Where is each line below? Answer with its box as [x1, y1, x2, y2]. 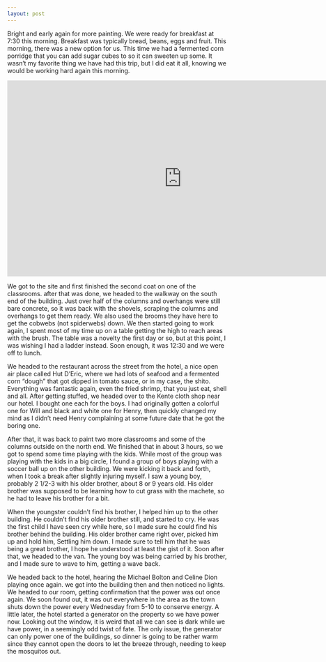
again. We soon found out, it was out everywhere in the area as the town [7, 595, 215, 603]
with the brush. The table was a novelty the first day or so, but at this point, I [7, 334, 226, 342]
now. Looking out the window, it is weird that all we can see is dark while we [7, 617, 225, 626]
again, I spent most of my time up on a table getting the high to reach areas [7, 326, 223, 334]
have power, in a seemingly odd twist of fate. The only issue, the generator [7, 624, 222, 633]
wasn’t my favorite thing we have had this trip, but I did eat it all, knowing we [7, 59, 226, 67]
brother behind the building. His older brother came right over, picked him [7, 530, 219, 538]
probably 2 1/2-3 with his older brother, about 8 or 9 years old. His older [7, 479, 214, 488]
